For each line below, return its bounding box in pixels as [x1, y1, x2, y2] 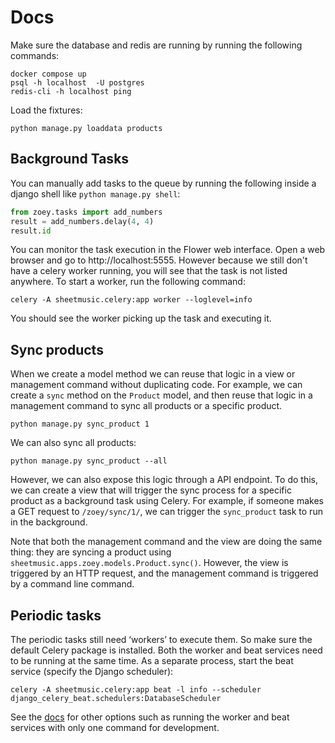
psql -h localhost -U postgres [10, 77, 145, 88]
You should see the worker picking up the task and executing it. [10, 312, 272, 325]
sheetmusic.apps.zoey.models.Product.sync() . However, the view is [10, 557, 289, 569]
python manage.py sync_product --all [10, 456, 168, 466]
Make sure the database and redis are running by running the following [10, 39, 303, 51]
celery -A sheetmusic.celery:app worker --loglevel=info [10, 295, 253, 305]
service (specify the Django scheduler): [10, 666, 174, 677]
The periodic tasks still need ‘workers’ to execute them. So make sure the [10, 634, 313, 645]
